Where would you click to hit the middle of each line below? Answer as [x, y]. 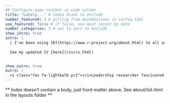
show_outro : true [24, 66]
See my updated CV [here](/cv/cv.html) [52, 52]
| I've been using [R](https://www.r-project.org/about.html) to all [84, 43]
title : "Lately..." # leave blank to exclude [54, 15]
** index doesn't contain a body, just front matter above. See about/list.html [84, 90]
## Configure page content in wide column [51, 10]
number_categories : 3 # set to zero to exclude [56, 29]
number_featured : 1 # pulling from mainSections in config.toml [74, 19]
